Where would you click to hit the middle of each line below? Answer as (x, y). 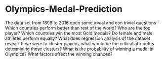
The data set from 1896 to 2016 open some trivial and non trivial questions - (82, 23)
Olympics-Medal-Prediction (64, 9)
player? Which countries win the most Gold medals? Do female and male (79, 33)
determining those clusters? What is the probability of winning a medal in (79, 49)
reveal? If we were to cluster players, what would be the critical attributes (80, 43)
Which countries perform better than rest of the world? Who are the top (78, 28)
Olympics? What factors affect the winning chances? (59, 54)
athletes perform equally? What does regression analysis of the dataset (78, 38)
